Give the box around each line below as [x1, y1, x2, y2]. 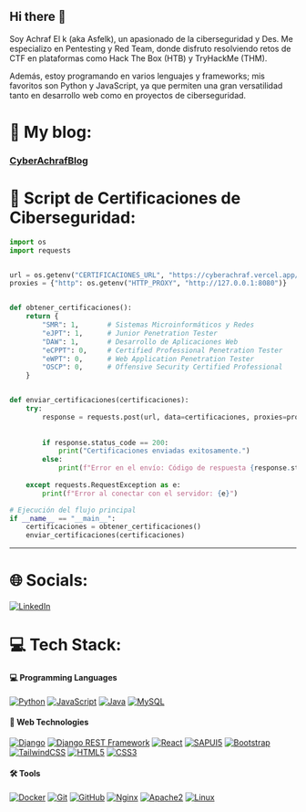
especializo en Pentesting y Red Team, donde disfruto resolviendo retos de [9, 43, 291, 54]
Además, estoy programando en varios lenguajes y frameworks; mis [9, 70, 266, 81]
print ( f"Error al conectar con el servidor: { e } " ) [42, 489, 239, 498]
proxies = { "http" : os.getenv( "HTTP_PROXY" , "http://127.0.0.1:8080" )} [9, 279, 287, 288]
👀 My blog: [9, 122, 93, 142]
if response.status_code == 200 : [42, 438, 169, 447]
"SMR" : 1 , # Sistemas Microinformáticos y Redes [42, 320, 255, 329]
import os [9, 237, 47, 246]
